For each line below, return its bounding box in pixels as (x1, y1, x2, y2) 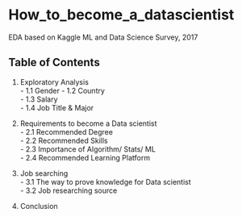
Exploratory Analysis (19, 77, 89, 86)
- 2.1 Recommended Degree (19, 127, 113, 136)
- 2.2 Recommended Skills (19, 136, 109, 145)
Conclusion (19, 201, 58, 211)
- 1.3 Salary (19, 94, 58, 104)
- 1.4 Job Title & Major (19, 102, 94, 112)
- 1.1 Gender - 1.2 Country (19, 86, 105, 95)
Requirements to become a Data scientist (19, 119, 157, 128)
